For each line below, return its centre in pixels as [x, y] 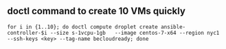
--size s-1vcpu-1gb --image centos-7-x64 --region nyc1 [135, 33]
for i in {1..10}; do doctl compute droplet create [82, 27]
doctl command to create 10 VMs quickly [96, 11]
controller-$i [27, 33]
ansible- [173, 27]
